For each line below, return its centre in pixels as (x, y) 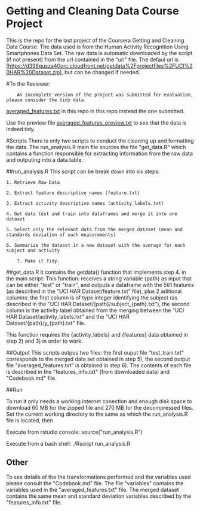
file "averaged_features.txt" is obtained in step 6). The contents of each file (99, 365)
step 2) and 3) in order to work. (44, 341)
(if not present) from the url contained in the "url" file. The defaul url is (93, 59)
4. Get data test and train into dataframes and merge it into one (92, 214)
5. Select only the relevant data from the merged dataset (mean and (95, 229)
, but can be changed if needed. (101, 72)
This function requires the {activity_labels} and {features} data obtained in (97, 334)
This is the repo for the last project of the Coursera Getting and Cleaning (95, 40)
